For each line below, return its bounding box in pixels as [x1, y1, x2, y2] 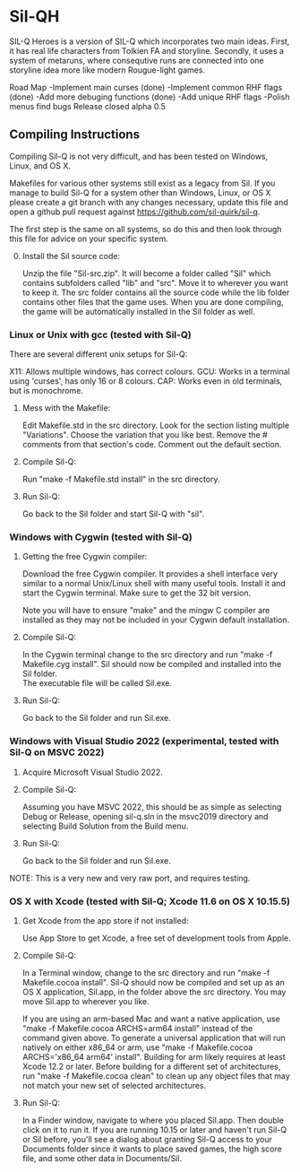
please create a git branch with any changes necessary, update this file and [9, 196, 288, 207]
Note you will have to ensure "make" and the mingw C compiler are [21, 605, 270, 616]
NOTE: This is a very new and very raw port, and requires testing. [9, 872, 251, 883]
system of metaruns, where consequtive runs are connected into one [9, 55, 264, 65]
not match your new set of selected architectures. [21, 1080, 207, 1090]
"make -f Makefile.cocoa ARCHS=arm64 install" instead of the [21, 1022, 253, 1033]
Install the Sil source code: [21, 250, 121, 261]
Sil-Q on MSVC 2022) [9, 746, 105, 759]
